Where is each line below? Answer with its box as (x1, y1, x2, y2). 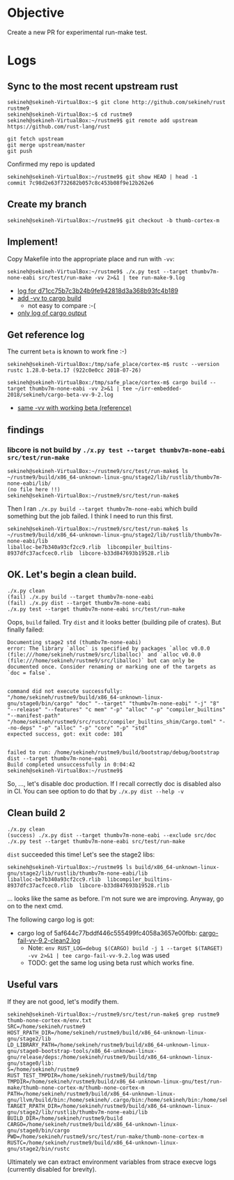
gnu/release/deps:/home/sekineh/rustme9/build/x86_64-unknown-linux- (7, 1054, 214, 1061)
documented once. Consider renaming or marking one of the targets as (7, 663, 217, 670)
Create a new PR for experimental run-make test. (7, 28, 148, 36)
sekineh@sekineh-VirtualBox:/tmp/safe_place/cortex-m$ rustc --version (7, 361, 219, 368)
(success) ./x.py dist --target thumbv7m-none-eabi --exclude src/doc (7, 831, 217, 839)
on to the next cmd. (7, 901, 63, 910)
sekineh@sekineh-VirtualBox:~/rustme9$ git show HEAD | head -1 (7, 173, 198, 180)
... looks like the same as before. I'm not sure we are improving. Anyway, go (7, 894, 224, 903)
